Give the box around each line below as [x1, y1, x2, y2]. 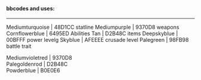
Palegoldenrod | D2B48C [6, 60, 68, 68]
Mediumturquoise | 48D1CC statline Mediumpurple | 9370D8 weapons [6, 24, 179, 31]
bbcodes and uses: [6, 5, 55, 12]
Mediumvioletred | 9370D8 [6, 54, 72, 61]
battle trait [6, 42, 32, 50]
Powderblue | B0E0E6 [6, 67, 60, 74]
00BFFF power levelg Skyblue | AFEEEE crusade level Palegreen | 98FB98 [6, 36, 189, 44]
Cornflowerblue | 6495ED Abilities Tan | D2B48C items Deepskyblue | [6, 30, 178, 37]
